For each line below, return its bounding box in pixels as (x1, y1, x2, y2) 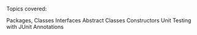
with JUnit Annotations (6, 24, 64, 30)
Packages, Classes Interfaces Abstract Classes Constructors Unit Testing (6, 17, 191, 24)
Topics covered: (6, 5, 47, 12)
